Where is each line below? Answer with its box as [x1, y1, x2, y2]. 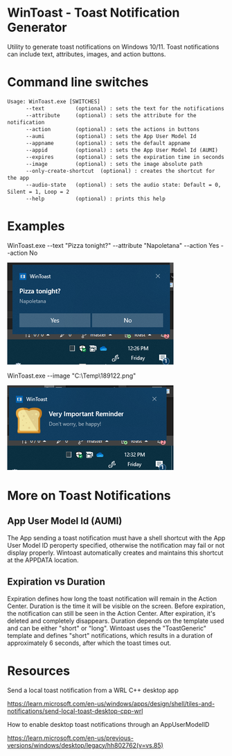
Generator [7, 19, 67, 35]
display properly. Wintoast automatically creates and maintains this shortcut [7, 548, 224, 557]
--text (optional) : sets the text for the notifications [25, 105, 225, 112]
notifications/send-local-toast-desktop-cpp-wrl [7, 707, 143, 715]
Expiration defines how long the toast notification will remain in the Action [7, 594, 217, 603]
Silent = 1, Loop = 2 [7, 188, 70, 195]
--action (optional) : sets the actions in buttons [25, 126, 199, 133]
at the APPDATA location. [7, 555, 79, 564]
